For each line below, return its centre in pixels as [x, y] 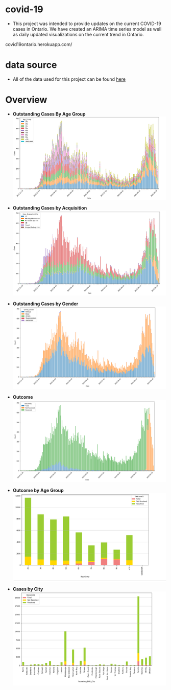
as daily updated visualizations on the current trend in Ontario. [78, 34]
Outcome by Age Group [38, 490]
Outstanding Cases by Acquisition [50, 208]
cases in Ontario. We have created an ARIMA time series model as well [87, 29]
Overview [26, 100]
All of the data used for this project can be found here [69, 79]
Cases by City [28, 589]
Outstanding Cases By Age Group [49, 114]
